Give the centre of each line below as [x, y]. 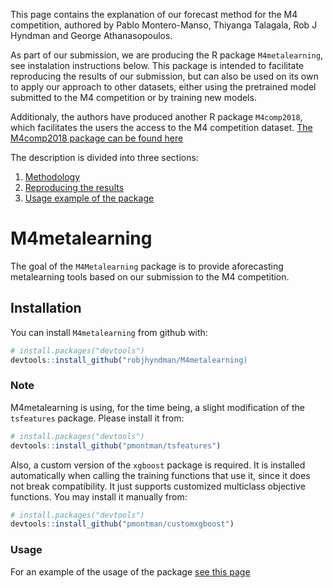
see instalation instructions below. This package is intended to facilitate [157, 65]
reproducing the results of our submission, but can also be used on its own [164, 76]
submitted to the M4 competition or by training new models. [133, 97]
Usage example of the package [89, 198]
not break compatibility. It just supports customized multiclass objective [158, 486]
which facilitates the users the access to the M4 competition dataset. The [161, 127]
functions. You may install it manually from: [99, 496]
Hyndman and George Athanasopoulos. [91, 35]
